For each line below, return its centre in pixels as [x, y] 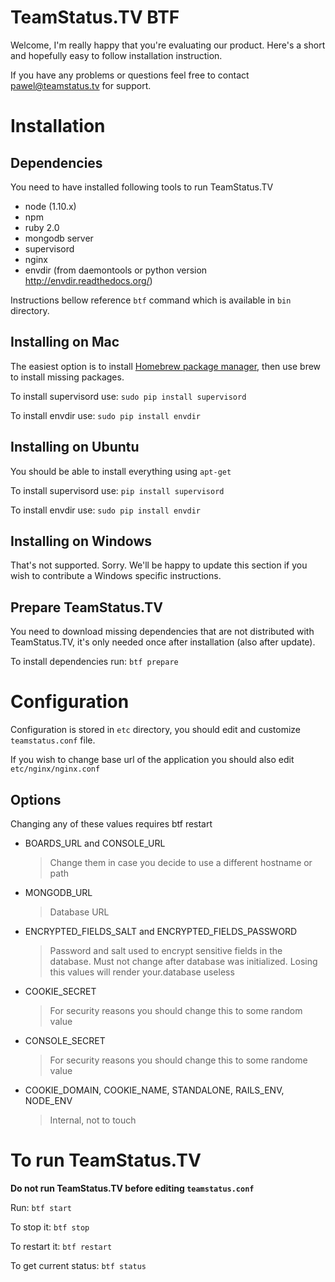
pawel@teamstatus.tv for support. [81, 85]
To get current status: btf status [78, 1265]
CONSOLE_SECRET [65, 1040]
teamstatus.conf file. [53, 740]
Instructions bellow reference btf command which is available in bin [151, 300]
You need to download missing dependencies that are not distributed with [162, 632]
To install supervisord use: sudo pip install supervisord [128, 396]
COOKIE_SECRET [60, 991]
